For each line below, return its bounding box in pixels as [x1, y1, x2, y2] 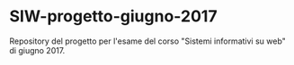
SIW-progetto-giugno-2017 [9, 6, 218, 27]
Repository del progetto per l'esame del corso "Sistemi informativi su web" [9, 36, 286, 46]
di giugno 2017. [9, 45, 66, 55]
